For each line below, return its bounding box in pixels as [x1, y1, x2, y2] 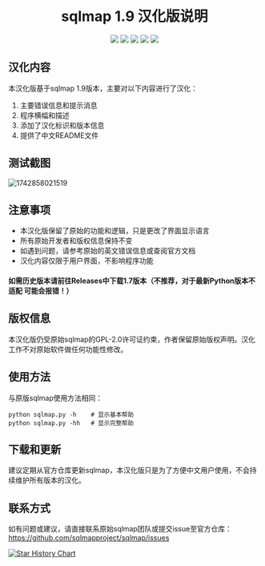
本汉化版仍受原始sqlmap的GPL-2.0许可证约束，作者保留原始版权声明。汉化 [8, 334, 256, 344]
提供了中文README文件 [19, 130, 99, 140]
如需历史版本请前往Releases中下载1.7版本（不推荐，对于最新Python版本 [8, 276, 249, 285]
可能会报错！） [23, 285, 74, 295]
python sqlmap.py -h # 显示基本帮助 [8, 410, 135, 418]
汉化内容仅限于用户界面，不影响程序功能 [19, 256, 154, 265]
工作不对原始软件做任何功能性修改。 [8, 344, 128, 354]
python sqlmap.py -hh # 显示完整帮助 [8, 418, 135, 427]
